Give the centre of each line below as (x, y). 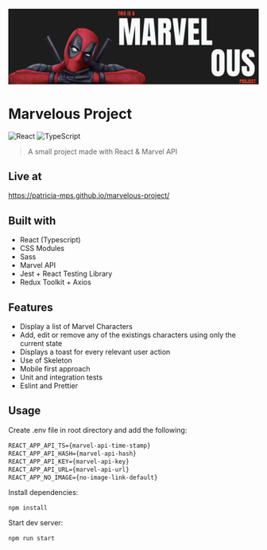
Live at (25, 176)
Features (31, 307)
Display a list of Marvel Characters (76, 326)
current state (41, 343)
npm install (28, 508)
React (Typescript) (50, 240)
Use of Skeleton (46, 360)
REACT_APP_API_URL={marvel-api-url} (69, 469)
